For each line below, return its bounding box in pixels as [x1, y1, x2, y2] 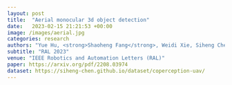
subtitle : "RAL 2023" [7, 49, 70, 56]
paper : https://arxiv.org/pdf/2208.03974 [7, 61, 128, 68]
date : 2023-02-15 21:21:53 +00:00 [7, 23, 113, 29]
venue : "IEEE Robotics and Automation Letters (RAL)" [7, 55, 166, 62]
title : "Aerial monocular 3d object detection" [7, 16, 150, 23]
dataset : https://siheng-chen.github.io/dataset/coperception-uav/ [7, 67, 206, 74]
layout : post [7, 10, 45, 17]
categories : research [7, 36, 70, 42]
